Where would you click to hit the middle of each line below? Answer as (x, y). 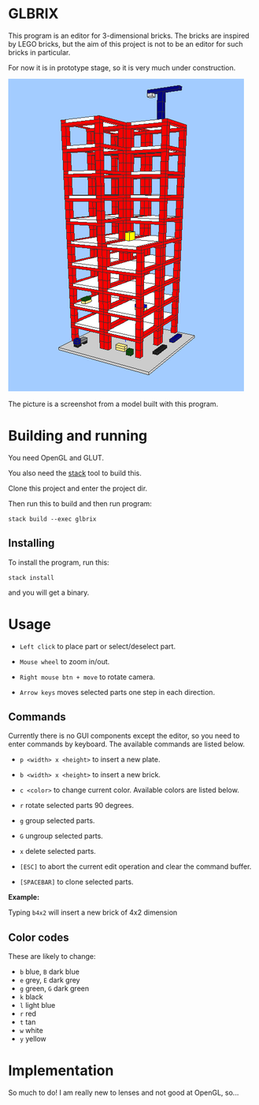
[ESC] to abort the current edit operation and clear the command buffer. (135, 866)
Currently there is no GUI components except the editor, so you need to (124, 736)
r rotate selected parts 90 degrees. (76, 806)
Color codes (39, 937)
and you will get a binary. (49, 592)
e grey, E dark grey (50, 980)
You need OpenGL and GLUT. (56, 457)
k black (31, 997)
